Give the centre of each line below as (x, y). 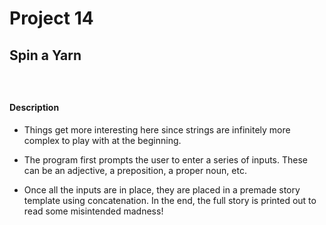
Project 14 (51, 18)
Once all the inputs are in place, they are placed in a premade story (162, 189)
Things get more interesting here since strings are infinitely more (157, 129)
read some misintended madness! (93, 211)
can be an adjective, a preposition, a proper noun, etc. (135, 170)
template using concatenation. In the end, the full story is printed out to (170, 200)
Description (34, 108)
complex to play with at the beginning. (102, 140)
